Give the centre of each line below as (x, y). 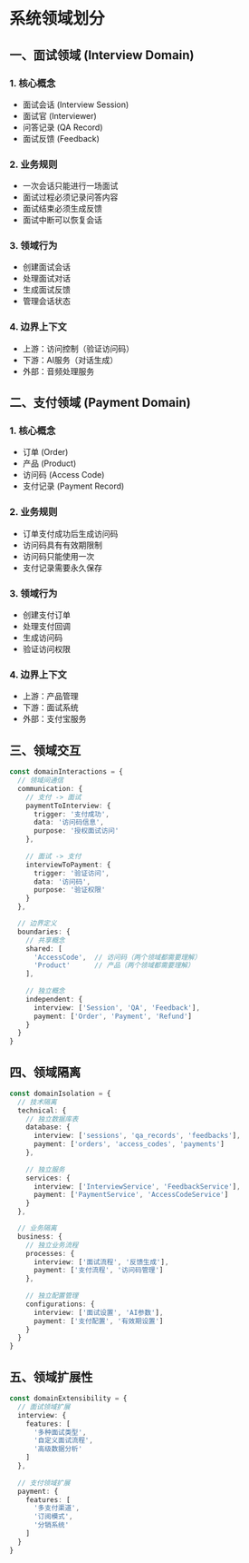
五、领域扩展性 (51, 1377)
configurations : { (60, 1304)
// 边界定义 (37, 924)
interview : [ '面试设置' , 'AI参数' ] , (98, 1312)
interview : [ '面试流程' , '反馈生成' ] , (101, 1262)
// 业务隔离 (37, 1228)
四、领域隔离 (45, 1072)
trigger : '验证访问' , (72, 873)
